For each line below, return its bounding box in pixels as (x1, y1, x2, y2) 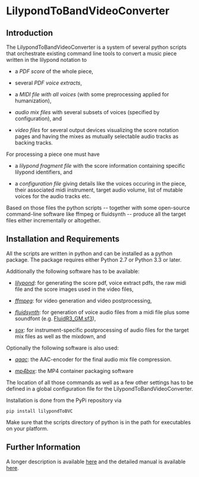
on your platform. (6, 425, 49, 432)
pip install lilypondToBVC (6, 408, 73, 414)
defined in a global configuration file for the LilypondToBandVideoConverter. (6, 385, 193, 392)
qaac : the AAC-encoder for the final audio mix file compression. (14, 356, 172, 363)
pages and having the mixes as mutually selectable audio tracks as (14, 133, 179, 140)
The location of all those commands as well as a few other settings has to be (6, 379, 194, 386)
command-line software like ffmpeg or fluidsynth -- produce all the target (6, 211, 186, 218)
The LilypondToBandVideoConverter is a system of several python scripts (6, 43, 187, 51)
